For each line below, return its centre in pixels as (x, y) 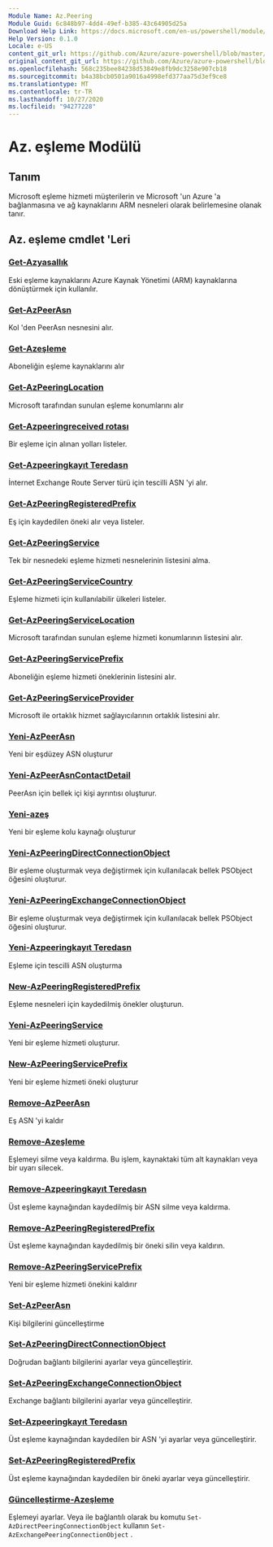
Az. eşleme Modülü (75, 147)
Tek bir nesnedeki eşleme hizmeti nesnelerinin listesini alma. (110, 560)
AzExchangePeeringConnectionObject (69, 1535)
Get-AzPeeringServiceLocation (72, 621)
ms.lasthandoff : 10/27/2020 (56, 99)
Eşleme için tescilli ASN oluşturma (65, 965)
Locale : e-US (30, 46)
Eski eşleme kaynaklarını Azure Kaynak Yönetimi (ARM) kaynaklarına (123, 280)
